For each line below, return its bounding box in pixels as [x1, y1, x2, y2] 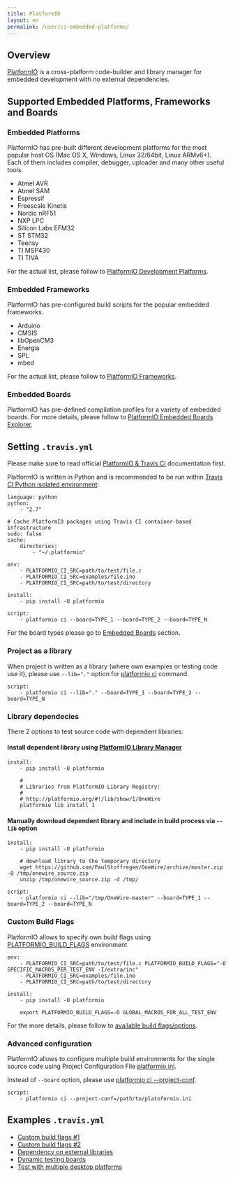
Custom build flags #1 [17, 1133, 80, 1141]
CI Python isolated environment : [7, 480, 100, 489]
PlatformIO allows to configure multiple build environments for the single [7, 1054, 215, 1063]
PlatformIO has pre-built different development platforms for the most [7, 143, 207, 151]
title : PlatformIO [7, 10, 61, 17]
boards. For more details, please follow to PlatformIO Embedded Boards [7, 413, 213, 421]
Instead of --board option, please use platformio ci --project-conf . [7, 1075, 197, 1084]
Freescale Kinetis [17, 201, 68, 210]
